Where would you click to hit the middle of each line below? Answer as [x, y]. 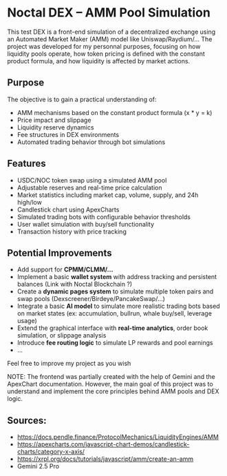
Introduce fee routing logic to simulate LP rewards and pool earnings [115, 343]
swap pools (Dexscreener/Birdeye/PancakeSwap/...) [91, 299]
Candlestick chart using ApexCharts [68, 209]
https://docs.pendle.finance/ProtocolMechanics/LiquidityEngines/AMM [118, 437]
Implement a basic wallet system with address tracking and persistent [117, 277]
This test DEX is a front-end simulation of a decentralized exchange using [111, 32]
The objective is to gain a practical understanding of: [82, 99]
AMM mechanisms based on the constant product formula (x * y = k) [115, 112]
